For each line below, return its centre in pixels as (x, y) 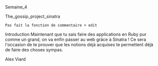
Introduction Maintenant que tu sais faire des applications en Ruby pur (76, 34)
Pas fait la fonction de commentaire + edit (51, 25)
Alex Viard (15, 59)
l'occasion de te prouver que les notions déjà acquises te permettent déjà (79, 45)
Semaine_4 (16, 7)
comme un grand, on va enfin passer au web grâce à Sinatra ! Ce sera (76, 39)
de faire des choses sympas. (34, 50)
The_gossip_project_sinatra (33, 16)
